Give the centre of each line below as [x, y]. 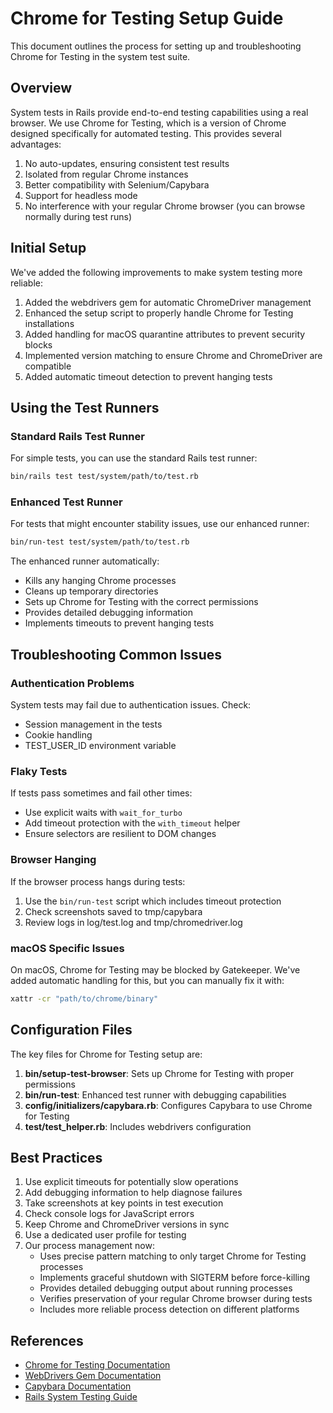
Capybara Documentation [78, 1386]
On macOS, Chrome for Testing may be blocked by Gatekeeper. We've [155, 969]
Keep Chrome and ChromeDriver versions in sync [127, 1224]
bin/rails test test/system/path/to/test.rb [104, 477]
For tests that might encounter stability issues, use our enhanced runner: [160, 524]
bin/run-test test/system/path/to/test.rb [100, 542]
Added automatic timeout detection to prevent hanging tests [148, 376]
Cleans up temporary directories [91, 591]
